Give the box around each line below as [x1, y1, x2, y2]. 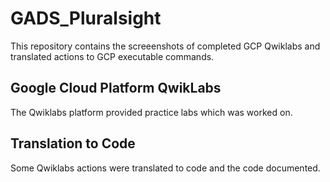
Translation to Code [10, 135, 136, 152]
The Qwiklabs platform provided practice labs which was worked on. [10, 106, 293, 118]
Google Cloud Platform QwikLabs [10, 80, 222, 97]
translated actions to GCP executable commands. [10, 50, 215, 62]
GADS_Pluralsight [10, 7, 162, 30]
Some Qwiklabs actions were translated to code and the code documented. [10, 162, 321, 174]
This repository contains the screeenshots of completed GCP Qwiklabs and [10, 40, 321, 52]
